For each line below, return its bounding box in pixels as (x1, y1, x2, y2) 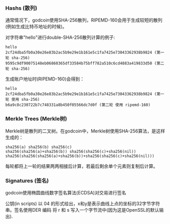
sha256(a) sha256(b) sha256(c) (5, 144, 72, 149)
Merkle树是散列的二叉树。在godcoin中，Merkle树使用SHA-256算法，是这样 (5, 128, 165, 134)
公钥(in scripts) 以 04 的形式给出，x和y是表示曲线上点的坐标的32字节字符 (5, 200, 160, 207)
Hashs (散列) (5, 4, 37, 11)
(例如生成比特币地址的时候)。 (5, 24, 68, 30)
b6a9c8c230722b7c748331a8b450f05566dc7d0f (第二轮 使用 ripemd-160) (5, 102, 151, 108)
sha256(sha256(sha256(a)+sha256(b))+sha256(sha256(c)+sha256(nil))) (5, 153, 155, 159)
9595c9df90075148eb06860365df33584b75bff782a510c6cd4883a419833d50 (5, 61, 153, 66)
